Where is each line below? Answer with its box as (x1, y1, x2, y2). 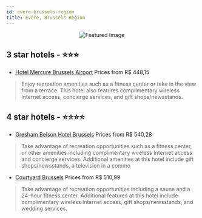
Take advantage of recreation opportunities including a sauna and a (21, 186, 190, 193)
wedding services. (21, 205, 68, 213)
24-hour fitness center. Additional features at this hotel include (21, 192, 178, 199)
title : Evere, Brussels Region (6, 15, 86, 21)
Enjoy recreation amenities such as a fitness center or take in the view (21, 80, 197, 88)
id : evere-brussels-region (6, 9, 75, 15)
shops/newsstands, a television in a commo (21, 162, 131, 169)
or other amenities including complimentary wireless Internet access (21, 149, 193, 157)
